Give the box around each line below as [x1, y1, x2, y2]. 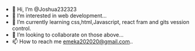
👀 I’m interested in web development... [11, 12, 107, 19]
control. [11, 25, 31, 32]
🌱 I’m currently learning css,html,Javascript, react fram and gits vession [11, 19, 190, 25]
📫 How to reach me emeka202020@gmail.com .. [11, 38, 133, 45]
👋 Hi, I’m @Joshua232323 [11, 6, 77, 13]
